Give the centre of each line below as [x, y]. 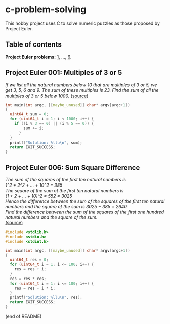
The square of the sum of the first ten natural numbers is [65, 190]
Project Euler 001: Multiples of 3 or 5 [64, 73]
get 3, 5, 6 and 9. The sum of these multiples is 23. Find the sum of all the [82, 90]
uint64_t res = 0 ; [29, 260]
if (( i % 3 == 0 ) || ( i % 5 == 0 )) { [54, 124]
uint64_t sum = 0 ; [29, 114]
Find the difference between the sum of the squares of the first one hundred [85, 212]
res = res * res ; [28, 279]
